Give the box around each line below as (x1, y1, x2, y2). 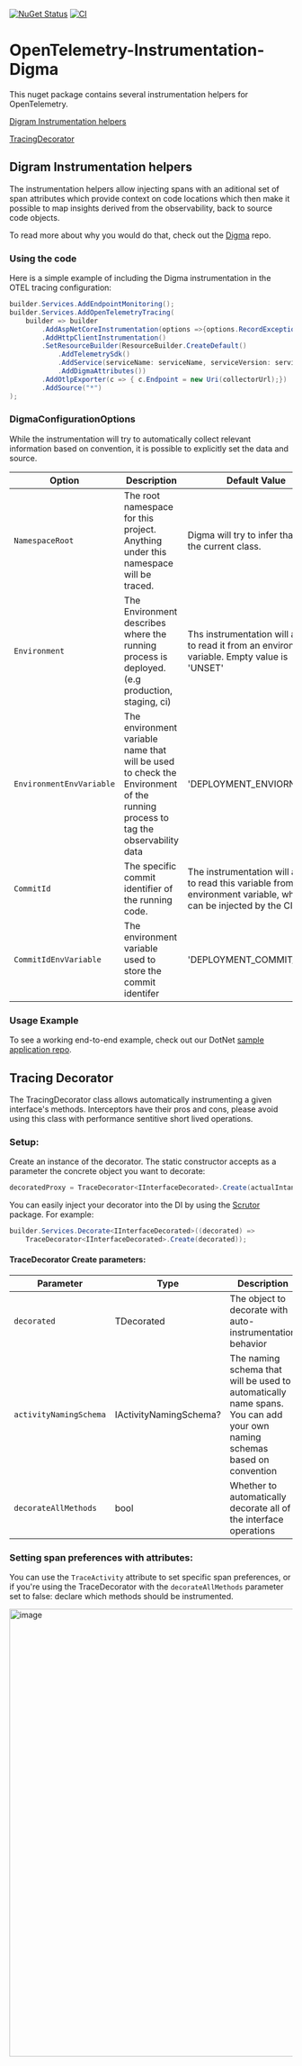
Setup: (9, 1135, 40, 1148)
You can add (229, 1408, 283, 1421)
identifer (124, 987, 160, 999)
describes (124, 616, 166, 629)
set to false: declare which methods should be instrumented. (9, 1591, 234, 1602)
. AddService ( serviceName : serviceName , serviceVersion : (57, 359, 271, 368)
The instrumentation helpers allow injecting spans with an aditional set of (9, 183, 280, 194)
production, (124, 684, 173, 696)
